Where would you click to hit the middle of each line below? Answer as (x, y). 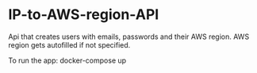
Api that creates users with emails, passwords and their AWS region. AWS (129, 36)
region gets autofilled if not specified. (69, 44)
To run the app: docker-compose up (67, 60)
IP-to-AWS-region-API (84, 15)
